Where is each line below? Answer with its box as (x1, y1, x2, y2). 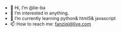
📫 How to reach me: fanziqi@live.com (10, 21, 91, 27)
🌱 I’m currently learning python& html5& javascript (10, 15, 116, 21)
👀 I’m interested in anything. (10, 10, 69, 16)
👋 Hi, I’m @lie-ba (10, 5, 46, 10)
